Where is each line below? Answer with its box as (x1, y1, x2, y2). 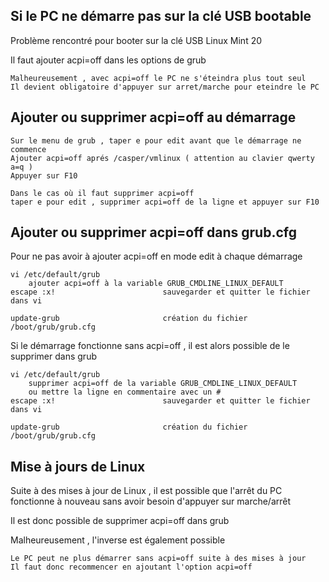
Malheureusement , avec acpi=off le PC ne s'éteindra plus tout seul (10, 73, 307, 83)
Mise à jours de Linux (10, 458, 146, 475)
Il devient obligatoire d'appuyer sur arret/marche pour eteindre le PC (10, 82, 320, 92)
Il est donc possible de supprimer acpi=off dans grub (10, 515, 230, 527)
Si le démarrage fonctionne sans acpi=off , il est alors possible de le (10, 340, 290, 352)
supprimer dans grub (10, 350, 97, 363)
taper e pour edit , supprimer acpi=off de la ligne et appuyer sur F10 (10, 197, 320, 207)
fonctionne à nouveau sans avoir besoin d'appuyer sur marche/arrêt (10, 495, 292, 508)
